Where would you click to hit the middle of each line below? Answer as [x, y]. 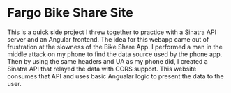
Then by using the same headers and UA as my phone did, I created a [107, 61]
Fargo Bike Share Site [70, 13]
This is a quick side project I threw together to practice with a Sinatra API [112, 32]
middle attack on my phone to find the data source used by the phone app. [115, 54]
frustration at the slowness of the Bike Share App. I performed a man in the [115, 46]
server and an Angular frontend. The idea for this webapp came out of [108, 39]
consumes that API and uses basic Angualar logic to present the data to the [116, 76]
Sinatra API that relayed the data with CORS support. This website [102, 69]
